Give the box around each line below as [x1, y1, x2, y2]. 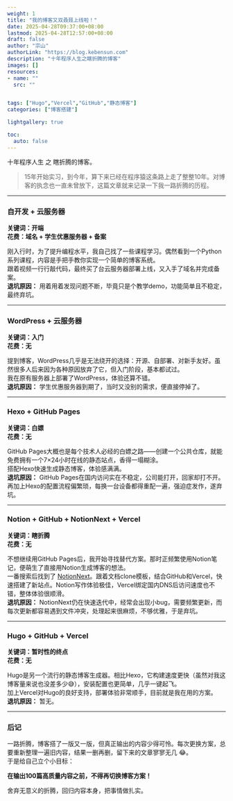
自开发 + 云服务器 [7, 206, 66, 216]
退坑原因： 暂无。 [7, 697, 58, 705]
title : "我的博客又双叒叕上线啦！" [7, 17, 98, 24]
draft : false [7, 36, 45, 43]
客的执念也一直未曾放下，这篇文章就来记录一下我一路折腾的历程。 [24, 181, 213, 189]
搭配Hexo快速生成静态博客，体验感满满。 [7, 464, 126, 473]
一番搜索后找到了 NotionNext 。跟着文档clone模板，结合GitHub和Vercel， [7, 572, 217, 580]
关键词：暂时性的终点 [7, 648, 68, 656]
